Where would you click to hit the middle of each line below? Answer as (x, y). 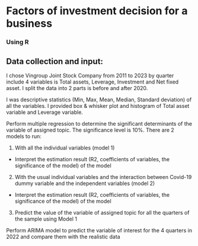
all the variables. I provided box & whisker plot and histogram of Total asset (98, 106)
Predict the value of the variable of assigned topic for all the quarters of (102, 212)
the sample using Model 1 (46, 219)
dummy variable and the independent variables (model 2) (85, 183)
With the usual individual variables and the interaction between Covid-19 (103, 177)
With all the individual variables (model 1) (65, 148)
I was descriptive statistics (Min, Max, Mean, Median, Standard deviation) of (99, 100)
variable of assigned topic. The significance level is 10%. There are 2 (90, 130)
